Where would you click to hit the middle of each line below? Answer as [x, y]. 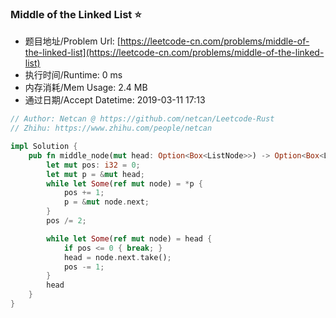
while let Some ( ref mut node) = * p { [124, 183]
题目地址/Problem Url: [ [72, 41]
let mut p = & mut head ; [95, 174]
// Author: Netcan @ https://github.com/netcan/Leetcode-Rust [142, 119]
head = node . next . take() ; [117, 257]
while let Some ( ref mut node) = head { [129, 238]
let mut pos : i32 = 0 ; [93, 165]
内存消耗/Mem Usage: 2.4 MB [86, 88]
